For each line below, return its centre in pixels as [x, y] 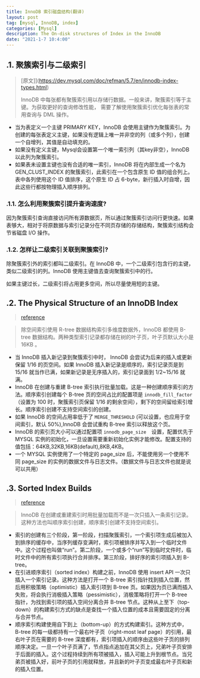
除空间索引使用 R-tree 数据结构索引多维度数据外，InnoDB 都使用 [99, 330]
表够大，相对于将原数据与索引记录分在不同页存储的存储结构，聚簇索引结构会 [100, 225]
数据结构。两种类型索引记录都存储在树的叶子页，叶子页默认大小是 [113, 337]
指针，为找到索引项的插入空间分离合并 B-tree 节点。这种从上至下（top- [102, 602]
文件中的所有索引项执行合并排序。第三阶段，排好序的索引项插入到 [101, 558]
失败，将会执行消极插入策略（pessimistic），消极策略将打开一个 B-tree [101, 595]
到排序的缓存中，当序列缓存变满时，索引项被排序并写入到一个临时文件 [101, 543]
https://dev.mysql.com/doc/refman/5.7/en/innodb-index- [109, 81]
